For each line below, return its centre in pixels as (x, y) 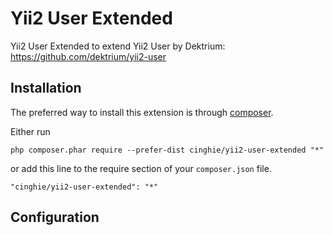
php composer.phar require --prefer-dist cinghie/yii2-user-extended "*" (167, 150)
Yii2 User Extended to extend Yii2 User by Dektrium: (118, 46)
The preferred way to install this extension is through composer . (142, 112)
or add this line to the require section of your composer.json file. (141, 168)
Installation (46, 88)
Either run (30, 131)
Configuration (55, 217)
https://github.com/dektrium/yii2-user (88, 56)
